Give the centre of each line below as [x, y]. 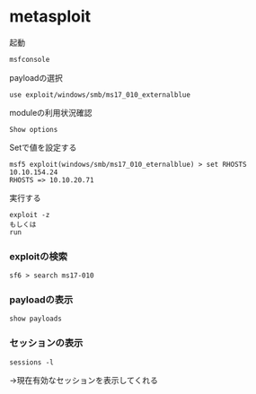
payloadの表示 [41, 300]
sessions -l [31, 362]
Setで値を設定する [43, 147]
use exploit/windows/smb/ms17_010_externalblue [100, 95]
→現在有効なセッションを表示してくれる [84, 380]
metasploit [50, 17]
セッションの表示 [46, 343]
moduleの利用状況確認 [51, 112]
